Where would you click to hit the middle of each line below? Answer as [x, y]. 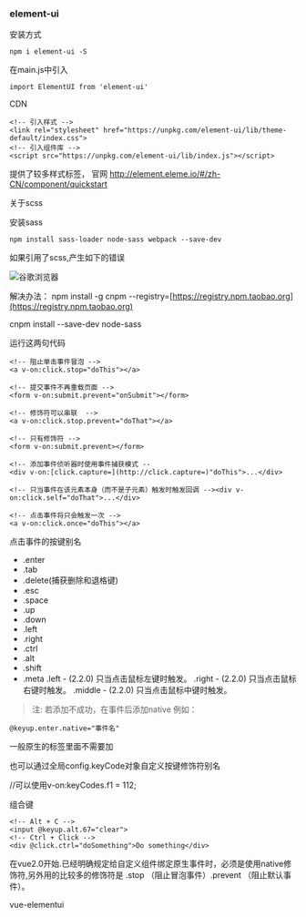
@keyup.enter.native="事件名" [65, 729]
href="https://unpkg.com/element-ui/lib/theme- [195, 130]
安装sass [26, 222]
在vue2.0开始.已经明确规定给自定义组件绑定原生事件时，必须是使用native [147, 864]
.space [35, 600]
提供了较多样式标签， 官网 [58, 174]
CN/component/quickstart [58, 184]
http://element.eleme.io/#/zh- [165, 174]
